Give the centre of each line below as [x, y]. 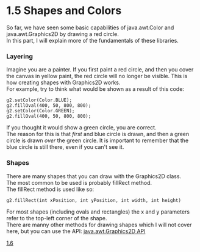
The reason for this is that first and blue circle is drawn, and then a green [98, 134]
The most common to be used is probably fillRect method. [79, 182]
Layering [20, 56]
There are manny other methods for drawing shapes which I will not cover [99, 225]
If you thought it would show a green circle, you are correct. [81, 128]
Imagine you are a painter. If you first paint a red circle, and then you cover [100, 70]
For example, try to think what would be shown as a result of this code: [95, 89]
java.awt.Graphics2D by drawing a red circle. [62, 34]
